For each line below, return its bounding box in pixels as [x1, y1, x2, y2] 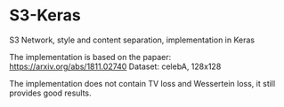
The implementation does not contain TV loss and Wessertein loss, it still [9, 78, 276, 88]
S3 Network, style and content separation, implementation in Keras [9, 34, 256, 45]
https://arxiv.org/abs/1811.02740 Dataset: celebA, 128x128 [9, 61, 222, 72]
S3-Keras [9, 5, 82, 26]
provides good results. [9, 88, 92, 98]
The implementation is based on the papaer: [9, 51, 172, 62]
